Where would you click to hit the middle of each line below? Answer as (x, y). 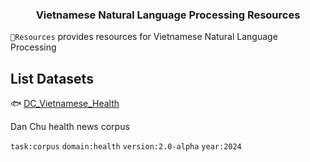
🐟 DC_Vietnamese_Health (65, 104)
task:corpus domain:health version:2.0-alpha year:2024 (126, 147)
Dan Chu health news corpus (70, 127)
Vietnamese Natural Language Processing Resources (168, 15)
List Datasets (52, 78)
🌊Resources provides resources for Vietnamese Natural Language (144, 37)
